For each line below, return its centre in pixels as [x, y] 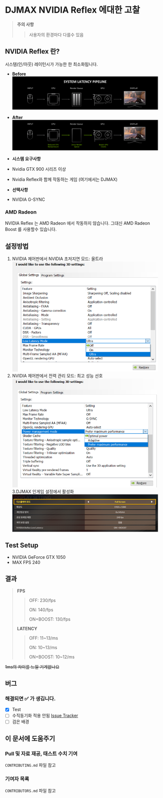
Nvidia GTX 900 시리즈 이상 [39, 169]
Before [19, 74]
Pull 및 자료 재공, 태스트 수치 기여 [41, 753]
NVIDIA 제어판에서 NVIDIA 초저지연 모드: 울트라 [57, 259]
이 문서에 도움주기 [30, 738]
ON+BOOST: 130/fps [50, 619]
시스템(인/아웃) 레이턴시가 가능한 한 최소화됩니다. [51, 64]
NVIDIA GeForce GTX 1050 [39, 557]
